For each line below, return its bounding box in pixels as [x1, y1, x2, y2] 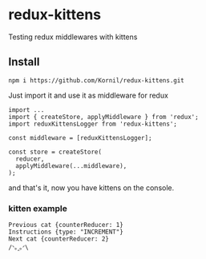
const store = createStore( [8, 148, 103, 156]
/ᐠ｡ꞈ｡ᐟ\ [8, 244, 30, 252]
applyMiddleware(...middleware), [15, 161, 127, 169]
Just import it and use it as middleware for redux [8, 90, 168, 100]
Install [8, 55, 40, 69]
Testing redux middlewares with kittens [8, 32, 138, 42]
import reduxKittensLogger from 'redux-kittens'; [8, 120, 178, 128]
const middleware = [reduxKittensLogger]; [8, 133, 152, 141]
